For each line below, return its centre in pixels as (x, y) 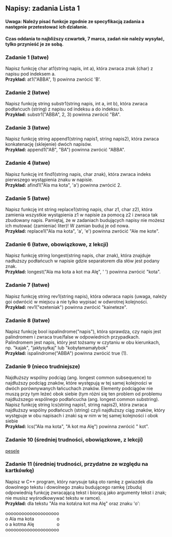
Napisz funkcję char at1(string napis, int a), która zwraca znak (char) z (79, 68)
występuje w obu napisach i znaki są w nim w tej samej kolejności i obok (82, 416)
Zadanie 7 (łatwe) (27, 285)
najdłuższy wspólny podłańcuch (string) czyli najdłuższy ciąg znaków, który (85, 410)
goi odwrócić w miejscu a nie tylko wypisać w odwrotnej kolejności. (77, 302)
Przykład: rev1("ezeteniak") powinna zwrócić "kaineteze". (66, 307)
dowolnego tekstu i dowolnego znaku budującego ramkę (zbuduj (74, 487)
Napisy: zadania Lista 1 (43, 8)
